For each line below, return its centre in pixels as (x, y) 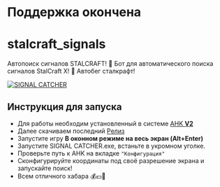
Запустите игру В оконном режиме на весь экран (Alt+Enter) (110, 138)
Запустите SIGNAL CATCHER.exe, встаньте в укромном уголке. (111, 146)
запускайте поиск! (45, 168)
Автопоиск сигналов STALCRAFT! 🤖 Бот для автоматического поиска (110, 64)
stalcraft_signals (57, 44)
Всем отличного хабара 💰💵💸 (61, 176)
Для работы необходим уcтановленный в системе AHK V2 (105, 123)
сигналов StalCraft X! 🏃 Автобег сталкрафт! (71, 71)
